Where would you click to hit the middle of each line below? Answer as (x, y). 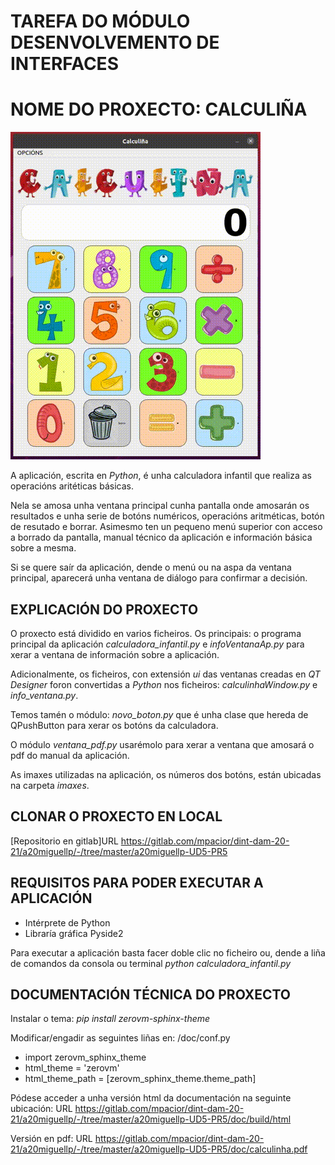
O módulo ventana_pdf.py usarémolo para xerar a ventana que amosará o (162, 744)
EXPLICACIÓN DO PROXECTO (104, 609)
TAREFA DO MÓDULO (100, 21)
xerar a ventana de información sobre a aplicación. (115, 654)
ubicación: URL (41, 1109)
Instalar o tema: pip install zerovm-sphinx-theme (110, 1019)
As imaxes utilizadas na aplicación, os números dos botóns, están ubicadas (166, 774)
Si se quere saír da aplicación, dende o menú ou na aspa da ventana (151, 567)
